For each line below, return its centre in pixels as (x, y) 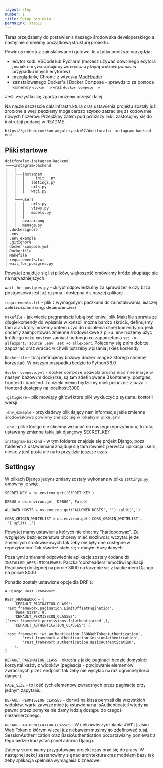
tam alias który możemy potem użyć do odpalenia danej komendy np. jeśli (79, 328)
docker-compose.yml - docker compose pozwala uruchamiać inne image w (79, 373)
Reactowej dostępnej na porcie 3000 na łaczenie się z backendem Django (79, 567)
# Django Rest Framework (30, 591)
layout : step (18, 10)
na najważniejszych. (25, 278)
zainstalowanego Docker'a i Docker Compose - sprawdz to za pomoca (83, 82)
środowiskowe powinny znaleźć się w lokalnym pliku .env (63, 417)
